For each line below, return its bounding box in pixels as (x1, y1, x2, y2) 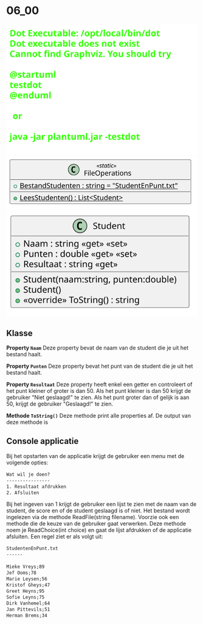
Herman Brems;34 (6, 612, 47, 619)
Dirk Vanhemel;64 (6, 600, 50, 606)
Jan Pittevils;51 (6, 606, 50, 612)
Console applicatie (6, 436, 79, 446)
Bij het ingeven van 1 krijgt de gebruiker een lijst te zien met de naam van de (6, 500, 197, 507)
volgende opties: (6, 459, 49, 466)
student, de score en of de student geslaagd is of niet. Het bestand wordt (6, 507, 190, 514)
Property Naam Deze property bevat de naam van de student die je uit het (6, 344, 189, 351)
